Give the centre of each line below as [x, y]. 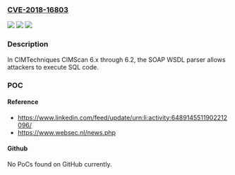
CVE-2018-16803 [38, 10]
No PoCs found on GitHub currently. [60, 164]
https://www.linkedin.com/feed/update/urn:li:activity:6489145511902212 [122, 117]
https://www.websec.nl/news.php [67, 132]
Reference [23, 102]
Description [28, 44]
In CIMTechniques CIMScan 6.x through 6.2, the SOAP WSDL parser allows [116, 59]
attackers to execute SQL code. [53, 67]
